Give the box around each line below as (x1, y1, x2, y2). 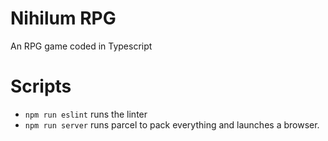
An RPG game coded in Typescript (10, 40, 153, 52)
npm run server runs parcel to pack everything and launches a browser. (24, 118, 320, 131)
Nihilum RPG (10, 7, 117, 30)
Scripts (10, 75, 72, 98)
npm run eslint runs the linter (24, 108, 148, 120)
